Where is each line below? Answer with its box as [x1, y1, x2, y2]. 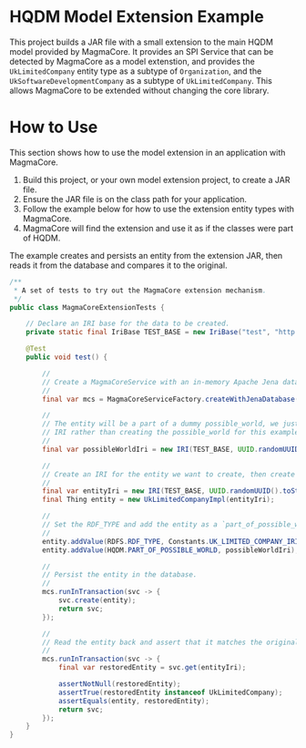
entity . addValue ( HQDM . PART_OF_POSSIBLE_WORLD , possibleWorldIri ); [42, 545, 300, 555]
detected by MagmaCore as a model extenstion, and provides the [9, 56, 255, 67]
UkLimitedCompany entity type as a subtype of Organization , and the [9, 66, 262, 77]
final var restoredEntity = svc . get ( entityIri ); [57, 663, 247, 672]
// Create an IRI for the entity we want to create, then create [42, 469, 296, 479]
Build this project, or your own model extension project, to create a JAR [22, 174, 291, 185]
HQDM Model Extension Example [9, 6, 264, 27]
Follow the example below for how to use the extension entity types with [22, 203, 294, 214]
